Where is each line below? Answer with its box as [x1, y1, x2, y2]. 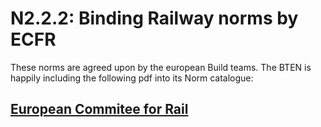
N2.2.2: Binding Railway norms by [10, 7, 299, 30]
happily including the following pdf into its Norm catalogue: [10, 72, 254, 84]
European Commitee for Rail [10, 101, 189, 118]
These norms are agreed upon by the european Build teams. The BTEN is [10, 61, 312, 73]
